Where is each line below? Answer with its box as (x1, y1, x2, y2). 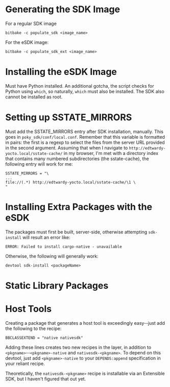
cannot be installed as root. (5, 93, 63, 100)
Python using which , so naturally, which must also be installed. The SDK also (5, 88, 164, 94)
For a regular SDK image (5, 20, 57, 27)
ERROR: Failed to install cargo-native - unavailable (5, 244, 123, 249)
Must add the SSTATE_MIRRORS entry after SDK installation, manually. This (5, 128, 163, 135)
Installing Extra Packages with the (5, 201, 152, 213)
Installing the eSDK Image (5, 66, 117, 78)
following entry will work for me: (5, 161, 73, 167)
